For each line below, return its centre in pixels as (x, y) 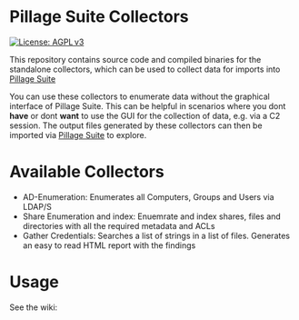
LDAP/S (37, 206)
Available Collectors (87, 172)
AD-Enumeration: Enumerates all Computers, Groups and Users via (148, 196)
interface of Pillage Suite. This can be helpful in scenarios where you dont (148, 105)
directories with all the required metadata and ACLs (119, 225)
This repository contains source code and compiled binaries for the (135, 59)
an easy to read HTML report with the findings (109, 245)
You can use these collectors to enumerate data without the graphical (140, 96)
